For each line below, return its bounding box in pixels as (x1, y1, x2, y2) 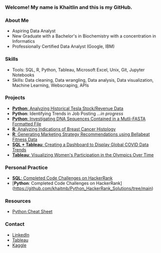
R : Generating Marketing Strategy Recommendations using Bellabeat (12, 131, 150, 137)
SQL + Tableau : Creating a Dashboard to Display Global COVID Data (12, 142, 149, 147)
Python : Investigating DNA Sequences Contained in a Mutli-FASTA (12, 116, 146, 122)
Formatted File (12, 121, 41, 126)
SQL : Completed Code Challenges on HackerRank (12, 175, 113, 181)
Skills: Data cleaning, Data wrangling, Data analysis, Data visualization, (12, 77, 154, 83)
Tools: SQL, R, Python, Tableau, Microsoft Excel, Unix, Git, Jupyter (12, 67, 145, 72)
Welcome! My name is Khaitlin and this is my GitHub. (5, 4, 133, 11)
